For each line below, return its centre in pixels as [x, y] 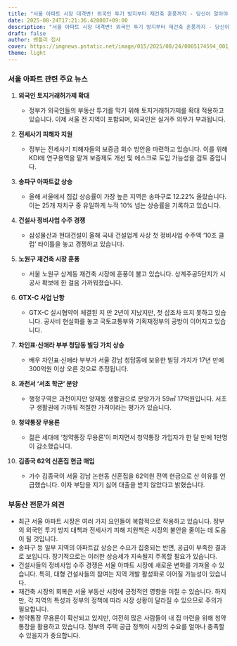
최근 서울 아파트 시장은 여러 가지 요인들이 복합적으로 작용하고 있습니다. [115, 522]
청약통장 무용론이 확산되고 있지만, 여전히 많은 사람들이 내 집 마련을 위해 [116, 618]
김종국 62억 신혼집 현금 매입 [56, 461]
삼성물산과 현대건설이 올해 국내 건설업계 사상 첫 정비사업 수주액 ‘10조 [123, 235]
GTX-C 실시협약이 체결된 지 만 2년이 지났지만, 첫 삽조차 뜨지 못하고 [121, 313]
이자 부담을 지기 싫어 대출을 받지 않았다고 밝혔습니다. [133, 485]
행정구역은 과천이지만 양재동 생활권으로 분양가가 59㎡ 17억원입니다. [121, 399]
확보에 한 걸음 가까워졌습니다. [82, 283]
